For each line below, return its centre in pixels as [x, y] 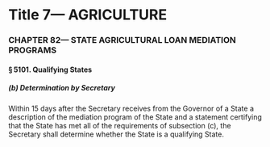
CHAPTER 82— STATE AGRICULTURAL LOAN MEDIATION [122, 40]
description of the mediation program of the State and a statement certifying [135, 117]
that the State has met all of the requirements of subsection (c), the [120, 125]
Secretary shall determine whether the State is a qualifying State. [116, 134]
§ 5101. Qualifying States [50, 69]
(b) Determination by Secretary [62, 88]
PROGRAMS [33, 50]
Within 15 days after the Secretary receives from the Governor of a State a [131, 108]
